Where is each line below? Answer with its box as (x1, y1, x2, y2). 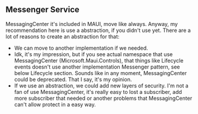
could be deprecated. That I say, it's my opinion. (14, 76, 132, 83)
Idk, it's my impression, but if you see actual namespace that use (14, 50, 173, 58)
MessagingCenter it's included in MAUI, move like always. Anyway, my (5, 20, 178, 27)
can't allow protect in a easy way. (14, 100, 96, 108)
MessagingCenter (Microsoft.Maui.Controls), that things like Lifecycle (14, 57, 184, 64)
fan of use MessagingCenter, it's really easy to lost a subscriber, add (14, 88, 182, 95)
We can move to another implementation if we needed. (14, 44, 149, 51)
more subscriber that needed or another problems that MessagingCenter (14, 95, 193, 102)
